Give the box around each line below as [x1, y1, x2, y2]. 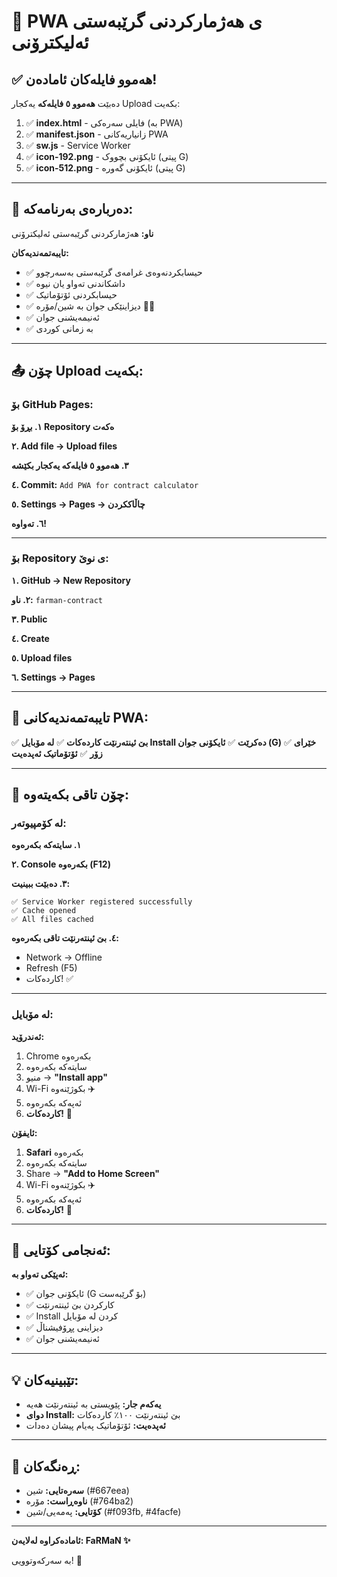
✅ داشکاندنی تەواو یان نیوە [25, 277, 126, 289]
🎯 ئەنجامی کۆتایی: [11, 1241, 111, 1259]
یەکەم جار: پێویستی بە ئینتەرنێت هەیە [25, 1398, 162, 1410]
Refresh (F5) [25, 962, 78, 974]
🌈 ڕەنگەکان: [11, 1458, 81, 1475]
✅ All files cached [11, 915, 94, 925]
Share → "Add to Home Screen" [25, 1167, 161, 1179]
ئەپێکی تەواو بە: [11, 1268, 69, 1280]
